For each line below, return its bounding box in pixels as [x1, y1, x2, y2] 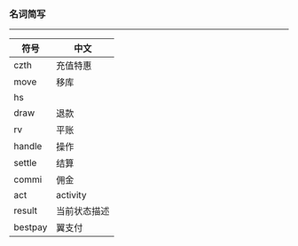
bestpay [13, 221, 48, 234]
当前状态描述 [56, 205, 110, 218]
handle [13, 140, 43, 153]
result [13, 204, 38, 217]
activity [56, 189, 87, 202]
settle [13, 157, 37, 170]
